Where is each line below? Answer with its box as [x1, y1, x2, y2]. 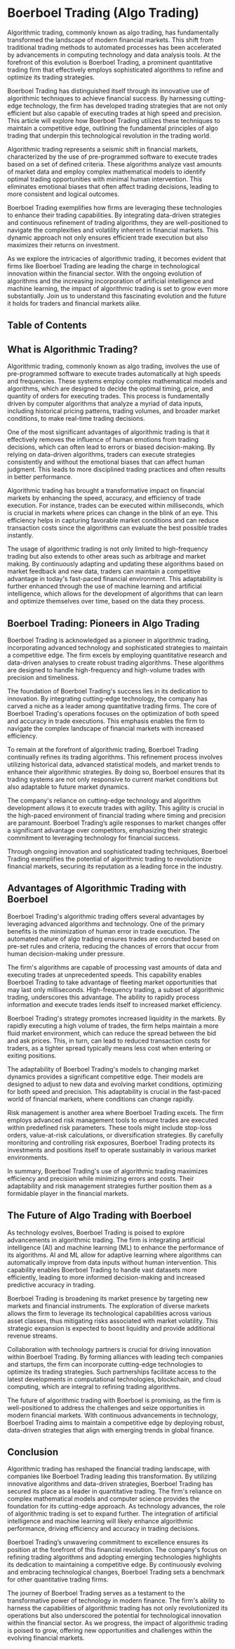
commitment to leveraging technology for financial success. [7, 833, 181, 842]
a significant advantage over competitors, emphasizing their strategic [7, 826, 208, 834]
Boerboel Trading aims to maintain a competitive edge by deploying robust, [7, 1418, 224, 1427]
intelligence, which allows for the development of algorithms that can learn [7, 589, 223, 598]
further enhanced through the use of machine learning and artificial [7, 582, 202, 591]
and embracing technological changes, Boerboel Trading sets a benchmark [7, 1568, 225, 1577]
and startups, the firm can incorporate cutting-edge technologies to [7, 1360, 203, 1368]
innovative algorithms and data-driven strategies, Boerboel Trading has [7, 1480, 213, 1488]
